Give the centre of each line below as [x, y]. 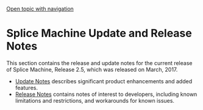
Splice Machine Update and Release [99, 33]
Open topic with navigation [40, 9]
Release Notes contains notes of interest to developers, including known [106, 94]
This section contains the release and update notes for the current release [99, 63]
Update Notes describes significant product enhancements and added [104, 81]
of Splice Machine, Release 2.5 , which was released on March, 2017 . [92, 69]
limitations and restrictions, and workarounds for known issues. [95, 100]
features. [27, 88]
